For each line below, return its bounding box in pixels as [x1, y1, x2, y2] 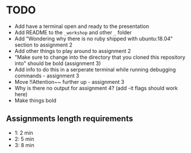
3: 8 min [14, 141, 34, 148]
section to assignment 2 [14, 41, 73, 48]
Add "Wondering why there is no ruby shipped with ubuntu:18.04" [14, 35, 173, 42]
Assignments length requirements [6, 114, 133, 124]
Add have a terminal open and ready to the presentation [14, 23, 150, 30]
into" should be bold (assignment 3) [14, 59, 101, 67]
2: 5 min [14, 135, 34, 143]
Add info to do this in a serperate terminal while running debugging [14, 66, 176, 73]
